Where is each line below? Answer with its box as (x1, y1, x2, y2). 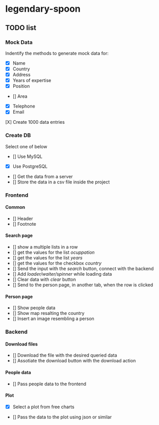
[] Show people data (12, 305, 56, 311)
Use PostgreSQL (12, 163, 48, 169)
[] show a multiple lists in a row (12, 244, 78, 250)
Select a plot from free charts (12, 404, 75, 410)
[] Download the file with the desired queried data (12, 352, 117, 358)
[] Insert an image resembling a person (12, 315, 94, 322)
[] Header (12, 215, 33, 222)
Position (12, 83, 30, 89)
